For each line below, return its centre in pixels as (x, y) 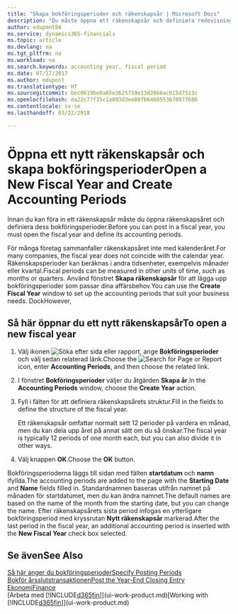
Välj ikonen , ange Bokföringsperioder (118, 351)
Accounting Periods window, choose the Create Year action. (107, 388)
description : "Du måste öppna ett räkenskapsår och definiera (101, 21)
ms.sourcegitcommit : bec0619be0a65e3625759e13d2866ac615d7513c (103, 93)
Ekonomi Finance (32, 588)
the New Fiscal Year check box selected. (67, 533)
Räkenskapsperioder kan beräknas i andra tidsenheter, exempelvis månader (118, 263)
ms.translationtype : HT (42, 87)
